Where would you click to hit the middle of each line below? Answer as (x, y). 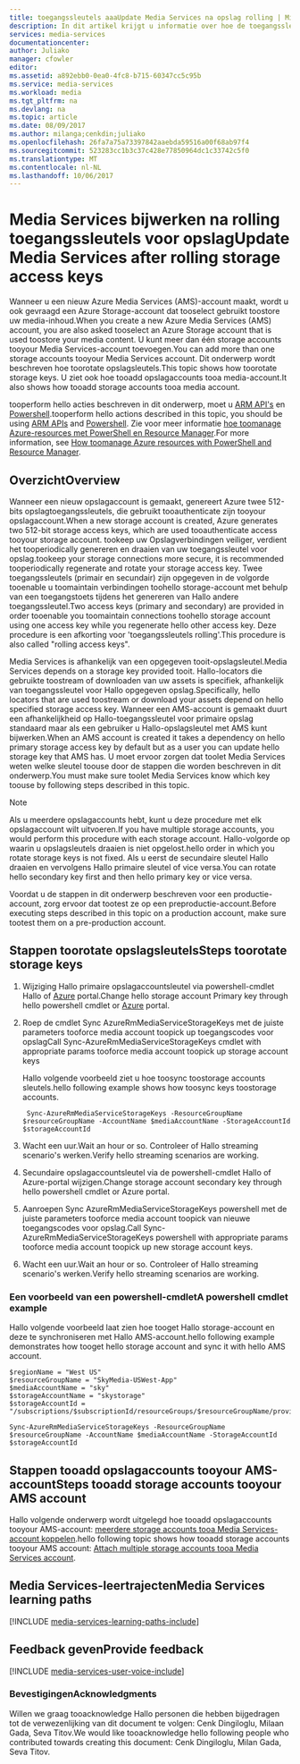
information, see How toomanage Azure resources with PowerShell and (141, 443)
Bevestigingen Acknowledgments (83, 1694)
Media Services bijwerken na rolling (145, 220)
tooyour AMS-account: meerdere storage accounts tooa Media (125, 1529)
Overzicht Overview (65, 480)
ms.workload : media (46, 92)
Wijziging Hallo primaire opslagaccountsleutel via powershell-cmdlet (148, 986)
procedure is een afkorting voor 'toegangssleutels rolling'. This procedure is (147, 635)
